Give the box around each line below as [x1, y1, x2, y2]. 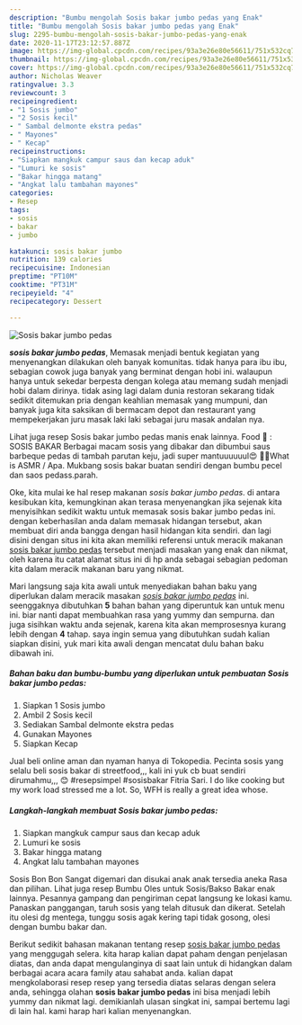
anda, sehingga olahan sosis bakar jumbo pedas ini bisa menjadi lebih [9, 986, 271, 998]
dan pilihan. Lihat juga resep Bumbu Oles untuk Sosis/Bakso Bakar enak [9, 883, 276, 895]
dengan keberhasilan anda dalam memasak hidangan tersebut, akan [9, 515, 262, 526]
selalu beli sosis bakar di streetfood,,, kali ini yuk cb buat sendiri [9, 765, 246, 776]
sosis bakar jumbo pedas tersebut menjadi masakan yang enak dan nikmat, [9, 544, 289, 555]
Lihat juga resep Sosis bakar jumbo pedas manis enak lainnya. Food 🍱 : [9, 431, 272, 441]
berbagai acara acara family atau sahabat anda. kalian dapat [9, 967, 234, 978]
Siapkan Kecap [22, 738, 78, 749]
